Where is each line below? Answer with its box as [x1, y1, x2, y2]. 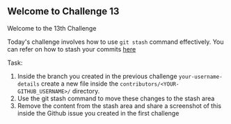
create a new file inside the [40, 79, 119, 88]
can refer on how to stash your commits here [7, 45, 136, 53]
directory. [72, 86, 100, 95]
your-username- [178, 73, 223, 80]
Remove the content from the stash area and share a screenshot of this [17, 101, 221, 110]
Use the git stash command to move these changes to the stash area [17, 94, 215, 102]
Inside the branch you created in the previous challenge [17, 72, 177, 80]
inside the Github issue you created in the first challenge [17, 109, 180, 117]
